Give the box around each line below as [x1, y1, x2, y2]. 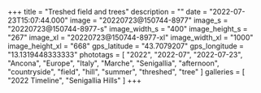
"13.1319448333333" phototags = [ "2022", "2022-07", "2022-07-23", [7, 50, 243, 59]
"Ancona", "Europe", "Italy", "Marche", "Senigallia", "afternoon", [7, 58, 220, 68]
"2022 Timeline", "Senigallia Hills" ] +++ [7, 76, 142, 85]
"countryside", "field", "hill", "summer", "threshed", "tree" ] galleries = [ [7, 67, 246, 76]
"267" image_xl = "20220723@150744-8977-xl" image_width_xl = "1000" [7, 32, 254, 42]
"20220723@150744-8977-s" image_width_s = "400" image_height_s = [7, 24, 249, 33]
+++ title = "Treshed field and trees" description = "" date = [7, 7, 208, 16]
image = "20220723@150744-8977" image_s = [69, 15, 228, 25]
